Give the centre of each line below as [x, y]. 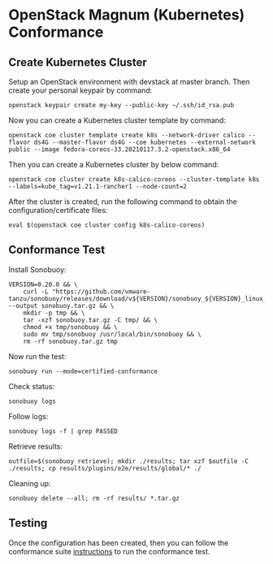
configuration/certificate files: [58, 210]
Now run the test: [37, 356]
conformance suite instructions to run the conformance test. [109, 551]
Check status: [32, 386]
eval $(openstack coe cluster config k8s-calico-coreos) [107, 225]
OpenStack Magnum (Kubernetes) [127, 15]
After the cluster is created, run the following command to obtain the [123, 202]
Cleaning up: [30, 483]
